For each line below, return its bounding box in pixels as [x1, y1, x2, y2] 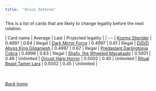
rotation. [5, 25, 22, 31]
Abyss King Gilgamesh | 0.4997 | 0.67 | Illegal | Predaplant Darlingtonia [5, 45, 148, 51]
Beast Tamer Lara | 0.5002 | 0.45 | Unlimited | [5, 61, 97, 66]
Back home [5, 81, 28, 87]
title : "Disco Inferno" [5, 7, 56, 12]
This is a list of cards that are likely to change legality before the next [5, 20, 144, 26]
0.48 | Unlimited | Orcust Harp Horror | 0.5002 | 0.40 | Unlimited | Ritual [5, 55, 149, 61]
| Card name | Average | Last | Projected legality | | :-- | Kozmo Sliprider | [5, 35, 152, 41]
